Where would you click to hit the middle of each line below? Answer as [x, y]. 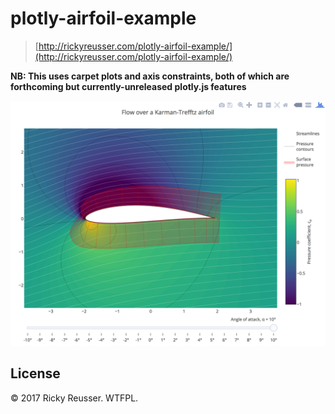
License [35, 373]
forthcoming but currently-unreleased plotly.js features [128, 86]
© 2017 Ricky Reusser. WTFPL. [74, 398]
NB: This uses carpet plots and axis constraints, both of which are [150, 76]
